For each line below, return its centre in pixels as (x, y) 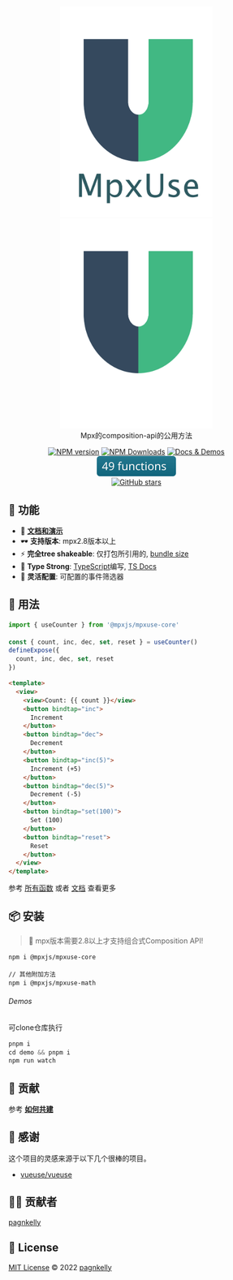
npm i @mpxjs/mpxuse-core (52, 957)
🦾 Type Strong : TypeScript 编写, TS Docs (88, 566)
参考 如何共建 (31, 1110)
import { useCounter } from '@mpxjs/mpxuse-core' (94, 625)
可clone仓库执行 (36, 1027)
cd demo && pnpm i (39, 1052)
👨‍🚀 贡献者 (33, 1202)
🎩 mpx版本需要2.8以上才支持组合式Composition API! (116, 941)
